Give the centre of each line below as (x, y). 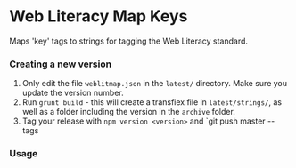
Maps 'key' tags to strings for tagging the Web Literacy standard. (128, 41)
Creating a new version (61, 64)
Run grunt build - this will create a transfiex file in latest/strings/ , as (152, 102)
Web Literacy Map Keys (99, 16)
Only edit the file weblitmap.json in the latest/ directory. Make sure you (155, 84)
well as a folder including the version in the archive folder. (129, 112)
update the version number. (73, 93)
